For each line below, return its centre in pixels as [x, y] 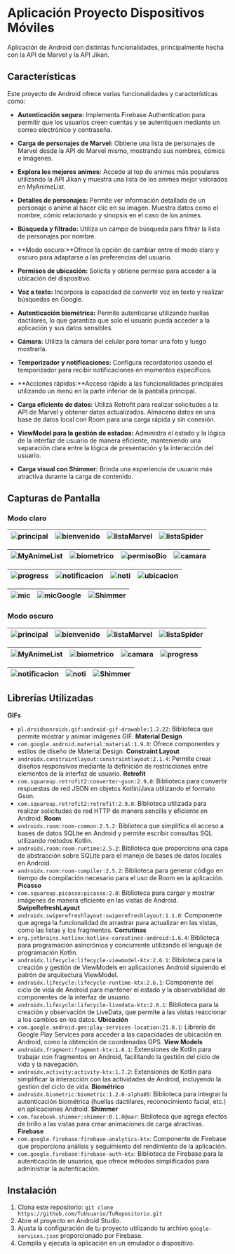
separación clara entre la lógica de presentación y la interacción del [115, 447]
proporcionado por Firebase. [101, 1236]
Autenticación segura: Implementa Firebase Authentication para [111, 114]
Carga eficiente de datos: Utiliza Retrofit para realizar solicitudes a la [118, 404]
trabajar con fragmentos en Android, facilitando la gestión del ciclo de [118, 1056]
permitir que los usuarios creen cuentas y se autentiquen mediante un [119, 122]
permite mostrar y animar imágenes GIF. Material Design [100, 736]
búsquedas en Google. [50, 299]
